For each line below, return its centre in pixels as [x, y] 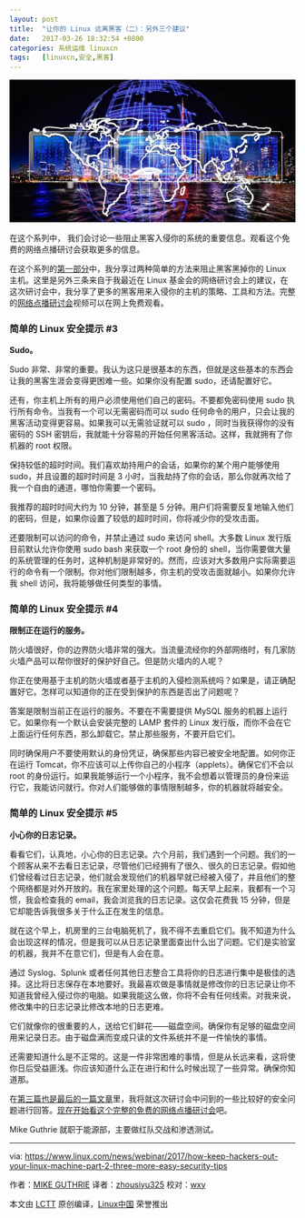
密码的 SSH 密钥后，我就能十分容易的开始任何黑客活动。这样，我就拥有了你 [151, 434]
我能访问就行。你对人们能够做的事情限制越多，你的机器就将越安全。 [160, 788]
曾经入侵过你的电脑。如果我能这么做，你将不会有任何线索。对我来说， [164, 995]
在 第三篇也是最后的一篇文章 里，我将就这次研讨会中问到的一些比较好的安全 [148, 1098]
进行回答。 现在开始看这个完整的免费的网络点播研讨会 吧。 [124, 1110]
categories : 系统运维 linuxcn [64, 48]
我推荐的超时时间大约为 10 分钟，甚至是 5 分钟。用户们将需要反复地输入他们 [152, 507]
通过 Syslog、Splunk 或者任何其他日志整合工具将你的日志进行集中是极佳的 [148, 972]
